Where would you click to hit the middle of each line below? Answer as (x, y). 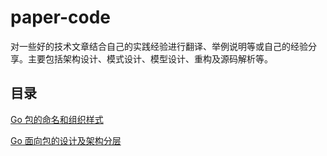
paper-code (60, 17)
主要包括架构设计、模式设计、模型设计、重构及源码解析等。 (150, 58)
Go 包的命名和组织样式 (57, 119)
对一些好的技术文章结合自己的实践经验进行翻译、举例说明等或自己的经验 (159, 46)
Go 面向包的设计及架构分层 (66, 140)
